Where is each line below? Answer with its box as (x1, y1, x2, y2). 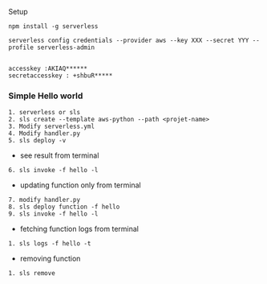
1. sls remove (8, 270, 56, 278)
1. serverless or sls (8, 109, 81, 117)
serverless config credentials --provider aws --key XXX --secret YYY (8, 36, 249, 44)
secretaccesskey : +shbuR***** (8, 72, 113, 80)
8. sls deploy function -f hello (8, 203, 120, 212)
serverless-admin (37, 43, 95, 51)
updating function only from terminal (19, 180, 142, 190)
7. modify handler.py (8, 196, 81, 204)
